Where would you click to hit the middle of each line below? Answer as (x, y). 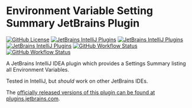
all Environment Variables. (38, 69)
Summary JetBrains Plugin (73, 23)
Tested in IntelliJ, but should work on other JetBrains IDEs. (77, 81)
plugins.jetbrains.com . (33, 99)
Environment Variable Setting (80, 11)
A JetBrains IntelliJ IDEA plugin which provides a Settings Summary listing (96, 63)
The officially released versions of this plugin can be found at (81, 92)
